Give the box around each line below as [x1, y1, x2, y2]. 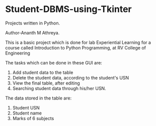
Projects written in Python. [5, 20, 60, 26]
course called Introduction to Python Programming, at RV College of [5, 44, 146, 50]
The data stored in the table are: [5, 95, 72, 101]
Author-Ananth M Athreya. [5, 29, 60, 35]
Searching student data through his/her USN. [12, 85, 107, 91]
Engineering [5, 50, 30, 56]
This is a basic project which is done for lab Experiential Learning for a [5, 39, 151, 45]
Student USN [12, 104, 40, 110]
